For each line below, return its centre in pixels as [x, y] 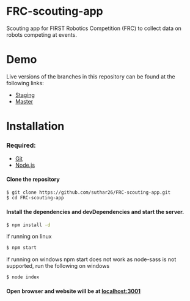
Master [24, 101]
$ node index [23, 277]
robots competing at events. [42, 34]
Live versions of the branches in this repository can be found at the [91, 76]
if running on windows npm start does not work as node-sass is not [91, 259]
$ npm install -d [28, 225]
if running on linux [29, 237]
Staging [25, 95]
